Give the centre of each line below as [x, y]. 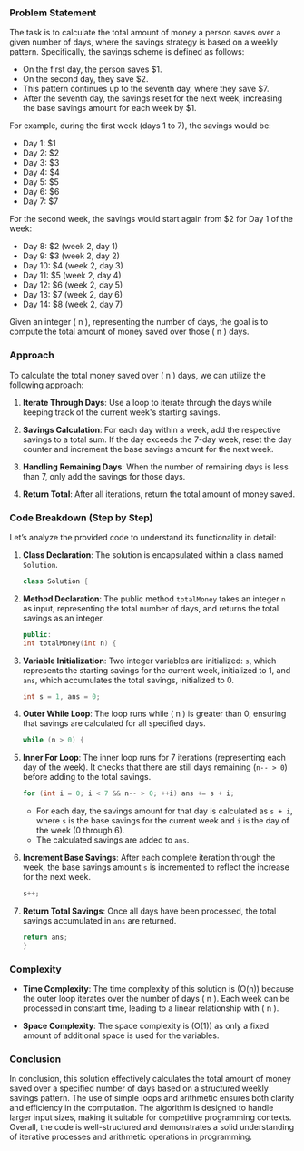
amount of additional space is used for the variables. [121, 1035]
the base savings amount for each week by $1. [109, 108]
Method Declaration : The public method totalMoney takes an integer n [154, 599]
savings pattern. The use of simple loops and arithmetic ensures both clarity [152, 1098]
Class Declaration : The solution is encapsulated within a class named [153, 555]
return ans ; [45, 938]
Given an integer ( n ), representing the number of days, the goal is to [139, 322]
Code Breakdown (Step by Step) [81, 518]
